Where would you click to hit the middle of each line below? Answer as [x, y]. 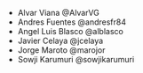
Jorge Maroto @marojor [61, 50]
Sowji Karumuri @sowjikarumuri [76, 59]
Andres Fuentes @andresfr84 [72, 22]
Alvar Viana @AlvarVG [58, 13]
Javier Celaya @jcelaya [60, 40]
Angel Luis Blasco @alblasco [71, 31]
